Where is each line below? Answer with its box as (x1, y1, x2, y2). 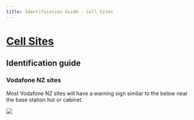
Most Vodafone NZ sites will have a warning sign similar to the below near (6, 90, 188, 97)
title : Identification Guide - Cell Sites (6, 8, 113, 15)
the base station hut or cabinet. (6, 96, 84, 103)
